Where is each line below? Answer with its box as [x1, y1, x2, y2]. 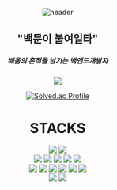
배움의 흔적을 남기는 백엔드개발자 [7, 55, 108, 65]
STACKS [29, 119, 86, 137]
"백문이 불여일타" [17, 32, 99, 46]
